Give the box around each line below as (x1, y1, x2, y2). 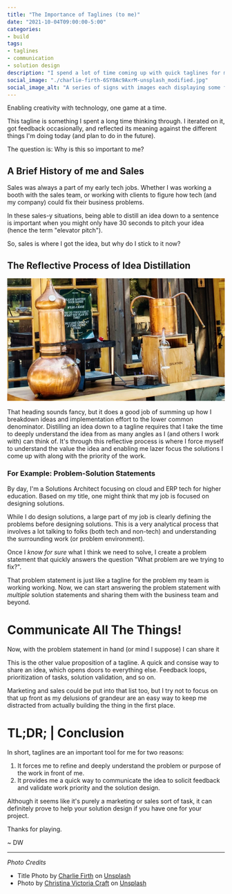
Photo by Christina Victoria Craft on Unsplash (17, 879, 147, 887)
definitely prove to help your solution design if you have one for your (7, 804, 202, 813)
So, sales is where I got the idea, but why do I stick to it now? (7, 240, 181, 248)
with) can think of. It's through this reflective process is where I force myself (7, 437, 224, 445)
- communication (7, 55, 54, 62)
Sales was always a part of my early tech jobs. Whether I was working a (7, 184, 212, 192)
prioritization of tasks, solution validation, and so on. (7, 673, 156, 681)
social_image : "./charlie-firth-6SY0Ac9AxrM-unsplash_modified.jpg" (7, 77, 209, 84)
